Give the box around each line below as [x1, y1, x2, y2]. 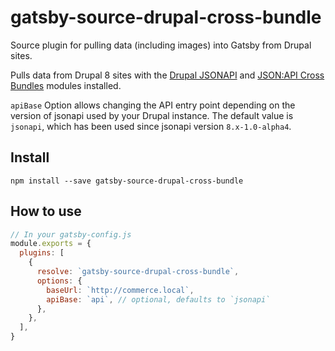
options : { [36, 276, 83, 286]
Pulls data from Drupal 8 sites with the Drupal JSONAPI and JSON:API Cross [10, 69, 325, 81]
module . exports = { [10, 239, 92, 249]
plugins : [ [19, 248, 65, 258]
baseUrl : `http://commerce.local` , [46, 285, 195, 295]
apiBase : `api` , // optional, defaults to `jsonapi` [46, 294, 271, 305]
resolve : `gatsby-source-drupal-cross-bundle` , [36, 267, 240, 277]
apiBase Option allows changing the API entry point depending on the [10, 99, 296, 111]
